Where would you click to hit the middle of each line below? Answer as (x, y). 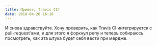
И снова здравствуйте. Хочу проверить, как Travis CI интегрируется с (78, 28)
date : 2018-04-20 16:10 (29, 14)
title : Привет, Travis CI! (33, 9)
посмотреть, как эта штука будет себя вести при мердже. (66, 38)
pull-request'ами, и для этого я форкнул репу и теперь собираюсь (74, 33)
